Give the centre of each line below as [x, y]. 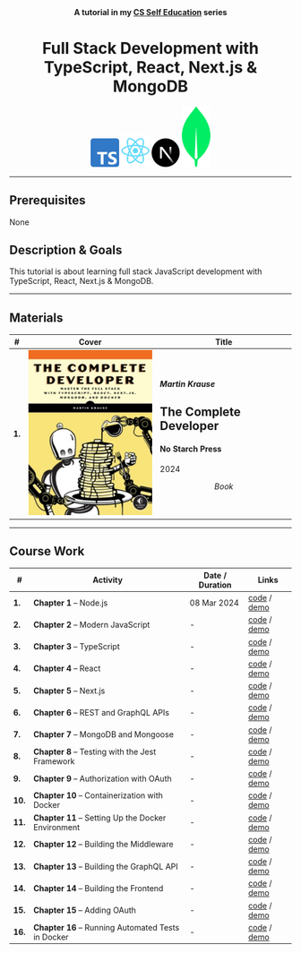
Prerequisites [47, 200]
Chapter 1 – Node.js [70, 603]
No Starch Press [191, 449]
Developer [189, 426]
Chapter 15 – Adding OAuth [85, 910]
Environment [56, 827]
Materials [36, 318]
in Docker [51, 937]
